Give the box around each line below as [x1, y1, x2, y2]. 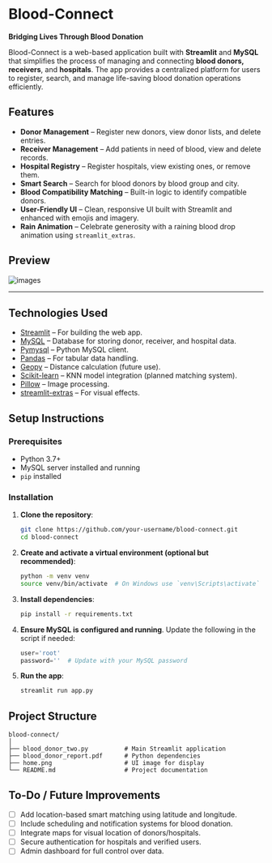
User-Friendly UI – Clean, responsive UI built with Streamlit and [19, 204, 232, 214]
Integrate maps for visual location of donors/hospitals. [19, 828, 201, 838]
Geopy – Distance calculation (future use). [19, 362, 161, 372]
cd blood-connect [19, 533, 79, 541]
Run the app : [19, 671, 65, 681]
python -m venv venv [19, 572, 90, 580]
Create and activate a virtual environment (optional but [19, 548, 209, 558]
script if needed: [19, 633, 75, 643]
